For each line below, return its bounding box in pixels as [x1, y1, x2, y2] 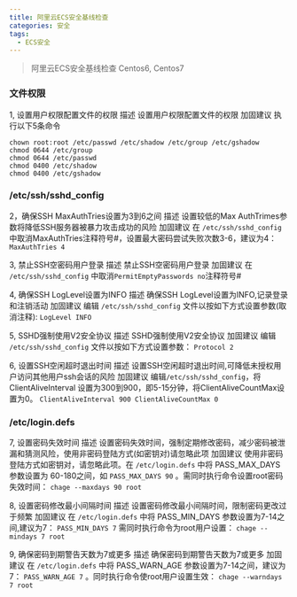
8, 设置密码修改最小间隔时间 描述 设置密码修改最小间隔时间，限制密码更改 [9, 500, 279, 511]
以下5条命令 [16, 120, 61, 131]
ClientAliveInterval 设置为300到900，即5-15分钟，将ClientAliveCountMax [9, 382, 277, 392]
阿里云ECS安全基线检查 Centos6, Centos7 [30, 63, 184, 74]
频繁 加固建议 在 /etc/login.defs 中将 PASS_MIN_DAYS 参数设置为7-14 [16, 511, 277, 523]
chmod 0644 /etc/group [9, 145, 93, 155]
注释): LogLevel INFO [16, 311, 92, 322]
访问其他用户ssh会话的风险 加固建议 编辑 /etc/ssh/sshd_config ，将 [16, 371, 262, 382]
